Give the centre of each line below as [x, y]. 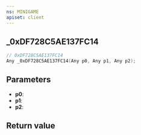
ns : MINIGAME [23, 12]
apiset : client [25, 17]
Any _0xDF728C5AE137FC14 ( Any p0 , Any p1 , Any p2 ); [71, 61]
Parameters [29, 79]
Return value [31, 126]
